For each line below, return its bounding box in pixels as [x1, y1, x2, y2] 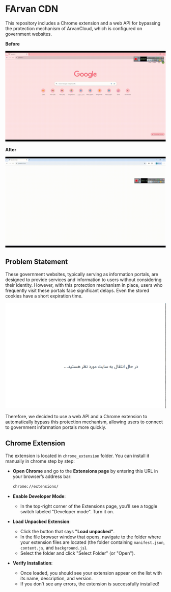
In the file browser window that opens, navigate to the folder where [20, 534, 161, 540]
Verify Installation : [12, 560, 53, 566]
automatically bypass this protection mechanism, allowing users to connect [5, 419, 163, 425]
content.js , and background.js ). [20, 544, 88, 551]
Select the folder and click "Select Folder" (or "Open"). [20, 550, 135, 556]
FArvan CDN [5, 3, 59, 15]
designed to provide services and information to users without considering [5, 277, 162, 283]
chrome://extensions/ [12, 484, 59, 489]
